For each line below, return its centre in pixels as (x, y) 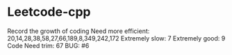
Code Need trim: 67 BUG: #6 (48, 45)
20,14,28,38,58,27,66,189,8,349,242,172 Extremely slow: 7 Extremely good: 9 (116, 38)
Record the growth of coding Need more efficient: (78, 31)
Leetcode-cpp (49, 12)
